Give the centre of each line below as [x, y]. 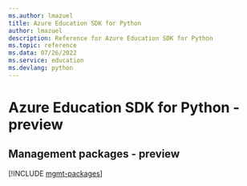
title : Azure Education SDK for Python [75, 23]
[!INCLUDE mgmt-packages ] [55, 173]
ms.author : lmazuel [41, 16]
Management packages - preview [94, 154]
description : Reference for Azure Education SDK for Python [111, 38]
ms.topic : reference [43, 46]
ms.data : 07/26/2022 [43, 53]
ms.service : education [46, 61]
